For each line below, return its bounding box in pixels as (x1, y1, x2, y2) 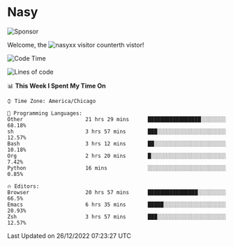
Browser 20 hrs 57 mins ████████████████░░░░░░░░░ (7, 189, 227, 196)
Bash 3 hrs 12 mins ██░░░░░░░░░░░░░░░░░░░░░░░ (7, 140, 227, 147)
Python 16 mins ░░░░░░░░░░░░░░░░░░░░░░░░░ (7, 164, 227, 171)
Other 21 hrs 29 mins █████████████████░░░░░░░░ (7, 115, 227, 122)
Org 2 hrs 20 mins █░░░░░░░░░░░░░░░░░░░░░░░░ (7, 152, 227, 159)
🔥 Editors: (7, 182, 40, 190)
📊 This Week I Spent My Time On (7, 81, 106, 90)
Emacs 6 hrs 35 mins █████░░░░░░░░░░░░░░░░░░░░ (7, 201, 227, 208)
